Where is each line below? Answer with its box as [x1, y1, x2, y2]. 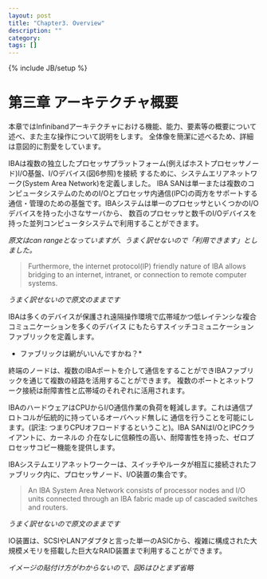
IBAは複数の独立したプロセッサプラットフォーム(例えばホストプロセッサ [8, 159, 245, 169]
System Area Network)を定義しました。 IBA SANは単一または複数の [25, 179, 248, 188]
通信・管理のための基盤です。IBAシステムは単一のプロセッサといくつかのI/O [8, 199, 259, 208]
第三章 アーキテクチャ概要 [8, 93, 179, 112]
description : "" [8, 26, 62, 34]
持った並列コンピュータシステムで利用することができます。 [8, 219, 203, 228]
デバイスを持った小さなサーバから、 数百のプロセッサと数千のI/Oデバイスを [8, 208, 257, 218]
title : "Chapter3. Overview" [8, 19, 105, 27]
